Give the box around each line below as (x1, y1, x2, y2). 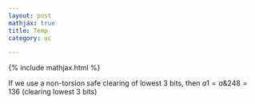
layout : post (8, 11, 52, 20)
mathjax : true (8, 19, 56, 27)
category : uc (8, 34, 52, 42)
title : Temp (8, 26, 48, 34)
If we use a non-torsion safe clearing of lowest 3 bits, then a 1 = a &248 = (8, 78, 248, 88)
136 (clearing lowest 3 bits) (8, 87, 98, 97)
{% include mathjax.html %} (8, 63, 101, 73)
